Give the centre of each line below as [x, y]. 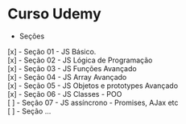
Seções [32, 36]
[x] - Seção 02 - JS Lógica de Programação [80, 60]
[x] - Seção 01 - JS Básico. [52, 51]
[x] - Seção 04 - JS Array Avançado [67, 77]
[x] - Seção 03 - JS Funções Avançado [72, 68]
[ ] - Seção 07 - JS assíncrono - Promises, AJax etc [93, 102]
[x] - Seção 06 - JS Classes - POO [65, 94]
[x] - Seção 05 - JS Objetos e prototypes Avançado [93, 86]
